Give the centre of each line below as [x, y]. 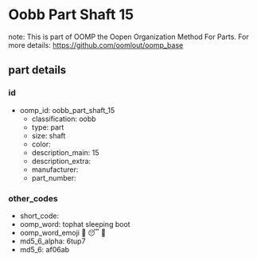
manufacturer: [55, 169]
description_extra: [61, 161]
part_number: [54, 177]
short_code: [39, 216]
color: [41, 144]
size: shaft [49, 135]
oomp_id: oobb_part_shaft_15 [67, 110]
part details [37, 70]
